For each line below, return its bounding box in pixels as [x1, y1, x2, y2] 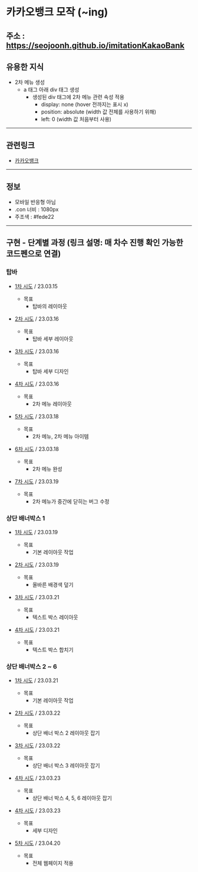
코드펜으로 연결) [6, 249, 61, 259]
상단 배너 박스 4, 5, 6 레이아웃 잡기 [32, 795, 112, 802]
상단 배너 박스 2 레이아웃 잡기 [32, 729, 100, 737]
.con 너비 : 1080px [14, 206, 59, 213]
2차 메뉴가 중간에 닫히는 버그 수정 [32, 498, 110, 505]
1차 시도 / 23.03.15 [14, 282, 58, 290]
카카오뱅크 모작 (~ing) [6, 5, 108, 19]
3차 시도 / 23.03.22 [14, 742, 61, 749]
